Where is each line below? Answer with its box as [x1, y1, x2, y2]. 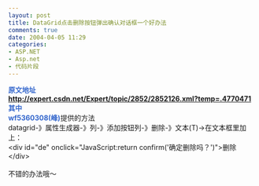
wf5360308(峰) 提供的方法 [8, 113, 95, 122]
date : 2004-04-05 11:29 [8, 33, 87, 42]
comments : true [8, 26, 58, 34]
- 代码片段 [8, 63, 39, 71]
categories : [8, 41, 47, 49]
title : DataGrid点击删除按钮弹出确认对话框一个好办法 [8, 19, 167, 27]
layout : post [8, 11, 51, 20]
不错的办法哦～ [8, 169, 57, 178]
